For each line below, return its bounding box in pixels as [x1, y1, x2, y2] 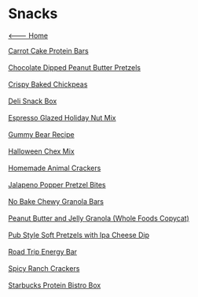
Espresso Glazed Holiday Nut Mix [8, 113, 116, 122]
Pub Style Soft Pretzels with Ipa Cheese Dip [8, 230, 150, 239]
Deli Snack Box [8, 96, 57, 106]
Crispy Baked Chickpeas [8, 80, 88, 89]
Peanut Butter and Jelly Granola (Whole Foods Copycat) [8, 213, 190, 223]
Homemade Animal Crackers [8, 163, 101, 173]
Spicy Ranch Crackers [8, 263, 80, 273]
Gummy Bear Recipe [8, 129, 75, 139]
